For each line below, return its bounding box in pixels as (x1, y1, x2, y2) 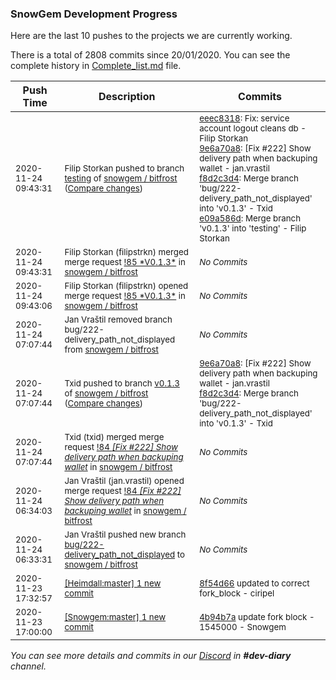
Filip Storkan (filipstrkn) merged (64, 247, 189, 258)
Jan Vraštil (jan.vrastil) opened (64, 475, 185, 487)
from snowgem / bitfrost (64, 344, 159, 356)
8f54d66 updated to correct (199, 578, 310, 589)
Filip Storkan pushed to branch (64, 163, 185, 174)
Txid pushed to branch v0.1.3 (64, 378, 180, 389)
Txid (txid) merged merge (64, 432, 165, 443)
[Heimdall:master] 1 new (64, 578, 162, 589)
